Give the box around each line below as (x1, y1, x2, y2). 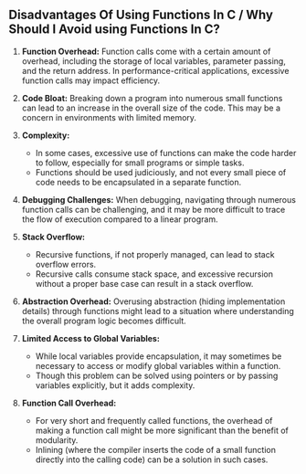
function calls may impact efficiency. (21, 75, 161, 86)
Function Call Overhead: (21, 397, 117, 408)
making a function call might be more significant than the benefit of (35, 425, 290, 436)
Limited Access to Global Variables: (21, 332, 161, 343)
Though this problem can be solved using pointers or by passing (35, 370, 279, 381)
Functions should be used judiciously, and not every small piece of (35, 166, 287, 177)
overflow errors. (35, 258, 97, 269)
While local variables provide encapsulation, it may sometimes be (35, 351, 282, 362)
